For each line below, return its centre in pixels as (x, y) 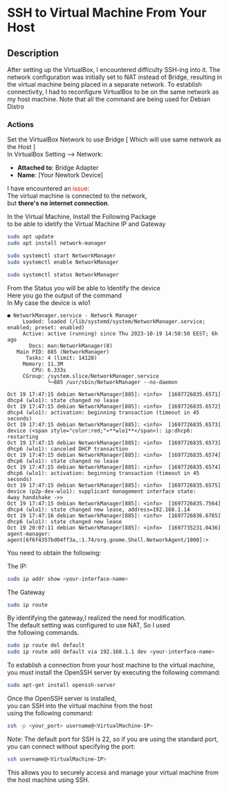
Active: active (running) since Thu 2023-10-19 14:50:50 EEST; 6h (120, 333)
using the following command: (50, 713)
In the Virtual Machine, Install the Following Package (82, 217)
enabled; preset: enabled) (46, 327)
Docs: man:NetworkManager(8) (71, 346)
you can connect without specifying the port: (71, 746)
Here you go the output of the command (65, 295)
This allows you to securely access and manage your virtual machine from (113, 772)
